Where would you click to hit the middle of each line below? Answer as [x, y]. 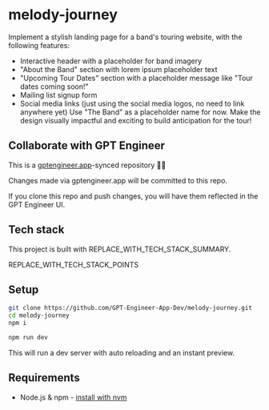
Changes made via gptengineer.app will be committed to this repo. [118, 180]
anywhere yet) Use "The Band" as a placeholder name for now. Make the [140, 112]
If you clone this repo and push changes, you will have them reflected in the [133, 196]
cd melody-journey [39, 316]
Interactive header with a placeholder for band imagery [111, 61]
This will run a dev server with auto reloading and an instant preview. [121, 352]
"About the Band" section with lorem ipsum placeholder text [118, 69]
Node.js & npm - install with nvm [73, 397]
